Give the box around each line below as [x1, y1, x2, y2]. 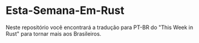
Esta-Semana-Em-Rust [5, 4, 125, 18]
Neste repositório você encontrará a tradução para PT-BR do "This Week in [5, 24, 194, 31]
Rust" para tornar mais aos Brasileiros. [5, 30, 102, 37]
